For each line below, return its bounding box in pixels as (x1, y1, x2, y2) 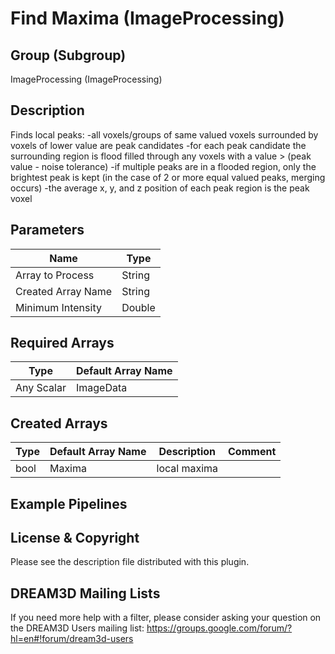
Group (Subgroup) (10, 47, 127, 64)
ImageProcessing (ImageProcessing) (10, 73, 163, 85)
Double (121, 300, 156, 314)
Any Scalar (15, 381, 67, 395)
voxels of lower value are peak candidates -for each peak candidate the (10, 139, 307, 151)
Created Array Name (15, 284, 113, 298)
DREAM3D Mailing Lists (10, 585, 161, 602)
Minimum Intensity (15, 300, 102, 314)
